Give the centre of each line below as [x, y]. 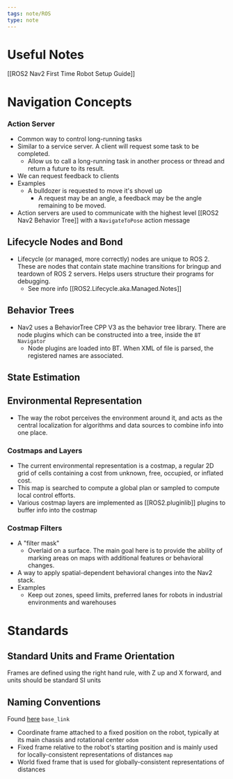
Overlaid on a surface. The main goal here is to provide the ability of [125, 551]
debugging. [34, 281]
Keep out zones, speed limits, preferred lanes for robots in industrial [125, 595]
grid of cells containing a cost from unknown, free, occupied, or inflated [120, 473]
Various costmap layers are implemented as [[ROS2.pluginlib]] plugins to [121, 503]
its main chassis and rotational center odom [78, 740]
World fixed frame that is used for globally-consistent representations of [121, 762]
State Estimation [44, 377]
